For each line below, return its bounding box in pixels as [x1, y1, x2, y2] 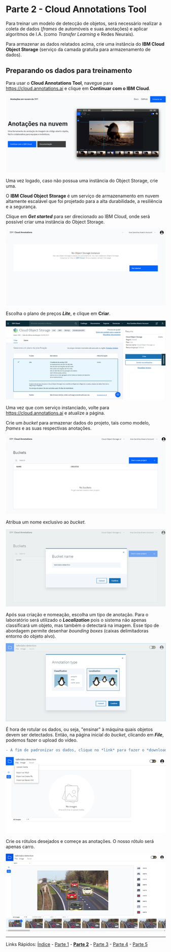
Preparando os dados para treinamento [6, 66, 132, 75]
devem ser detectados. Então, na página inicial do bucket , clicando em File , [6, 732, 164, 738]
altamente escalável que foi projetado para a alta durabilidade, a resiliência [6, 198, 162, 204]
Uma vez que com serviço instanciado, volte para [6, 404, 110, 410]
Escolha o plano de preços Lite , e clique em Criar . [6, 310, 111, 316]
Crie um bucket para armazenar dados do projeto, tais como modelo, [6, 419, 150, 426]
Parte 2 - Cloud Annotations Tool [6, 4, 147, 15]
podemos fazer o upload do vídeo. [6, 737, 78, 744]
